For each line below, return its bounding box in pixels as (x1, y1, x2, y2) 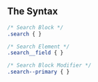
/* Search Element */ (7, 43, 70, 50)
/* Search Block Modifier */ (7, 62, 92, 69)
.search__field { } (7, 49, 64, 56)
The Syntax (7, 6, 58, 17)
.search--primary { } (7, 69, 70, 76)
